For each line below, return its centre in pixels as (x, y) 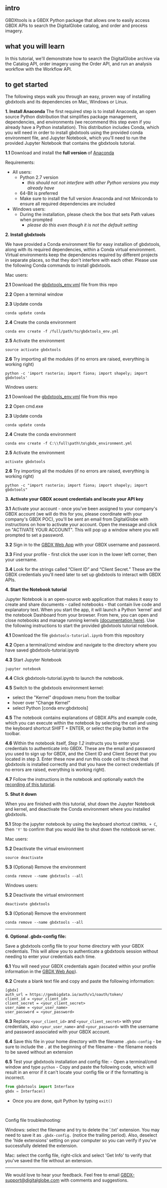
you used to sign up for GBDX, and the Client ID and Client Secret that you (81, 754)
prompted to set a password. (35, 535)
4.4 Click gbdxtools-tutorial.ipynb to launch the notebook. (65, 678)
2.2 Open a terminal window (34, 294)
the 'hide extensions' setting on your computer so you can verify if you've (81, 1140)
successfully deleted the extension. (42, 1146)
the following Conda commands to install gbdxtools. (58, 265)
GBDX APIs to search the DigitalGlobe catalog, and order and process (76, 25)
